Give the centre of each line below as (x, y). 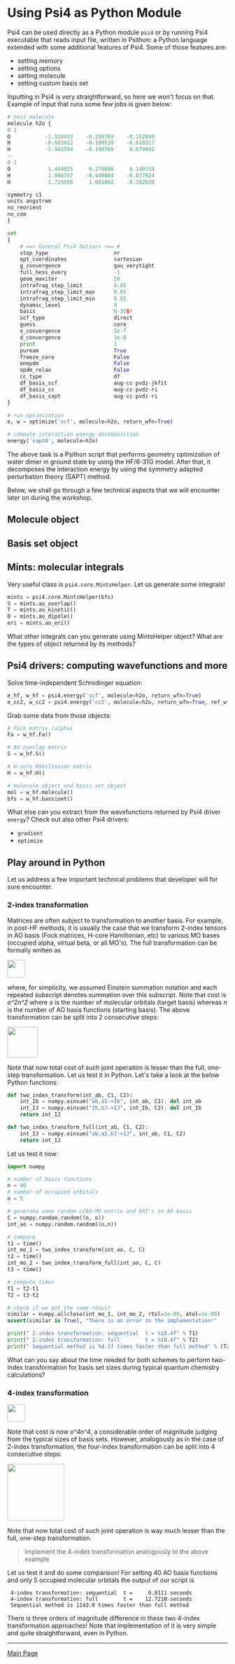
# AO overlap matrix (37, 747)
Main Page (23, 1653)
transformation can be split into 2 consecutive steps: (83, 1017)
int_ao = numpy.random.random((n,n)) (62, 1224)
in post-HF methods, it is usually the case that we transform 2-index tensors (117, 928)
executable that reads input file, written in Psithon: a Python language (107, 39)
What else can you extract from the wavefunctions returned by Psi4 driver (114, 812)
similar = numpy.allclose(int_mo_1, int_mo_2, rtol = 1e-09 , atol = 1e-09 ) (114, 1315)
